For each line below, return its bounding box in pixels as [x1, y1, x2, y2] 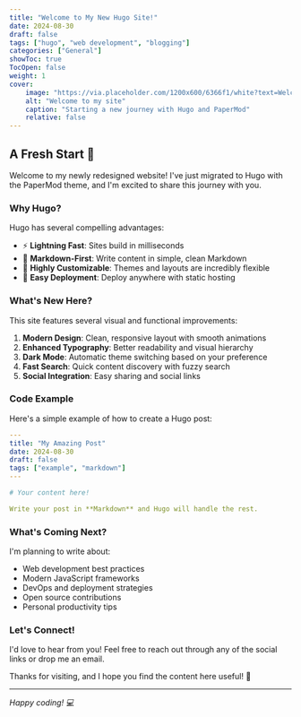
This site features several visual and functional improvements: [9, 315, 238, 325]
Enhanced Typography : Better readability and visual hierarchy [21, 341, 254, 352]
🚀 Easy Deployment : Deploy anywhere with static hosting [21, 272, 236, 283]
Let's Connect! [9, 624, 75, 636]
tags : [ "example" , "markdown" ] [9, 463, 126, 473]
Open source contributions [21, 592, 122, 603]
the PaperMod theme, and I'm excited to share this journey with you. [9, 179, 262, 190]
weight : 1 [9, 72, 47, 81]
